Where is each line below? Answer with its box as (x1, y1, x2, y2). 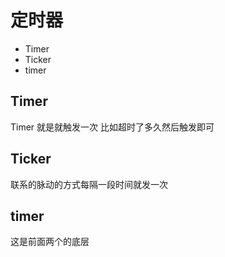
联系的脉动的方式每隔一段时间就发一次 (10, 178, 168, 190)
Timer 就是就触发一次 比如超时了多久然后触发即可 (10, 121, 215, 133)
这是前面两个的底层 (10, 236, 90, 248)
